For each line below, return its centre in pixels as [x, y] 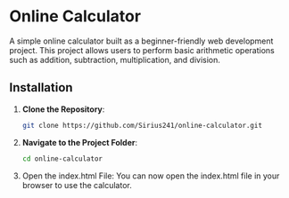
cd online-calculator [62, 158]
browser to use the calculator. [77, 185]
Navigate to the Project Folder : [80, 142]
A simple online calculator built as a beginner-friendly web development [141, 41]
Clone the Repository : [63, 109]
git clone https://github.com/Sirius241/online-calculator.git [142, 125]
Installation [41, 87]
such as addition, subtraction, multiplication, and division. [115, 59]
